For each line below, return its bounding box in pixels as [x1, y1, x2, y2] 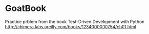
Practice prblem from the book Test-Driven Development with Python [5, 19, 145, 24]
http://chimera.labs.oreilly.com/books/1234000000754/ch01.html [5, 23, 137, 29]
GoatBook [5, 3, 46, 14]
